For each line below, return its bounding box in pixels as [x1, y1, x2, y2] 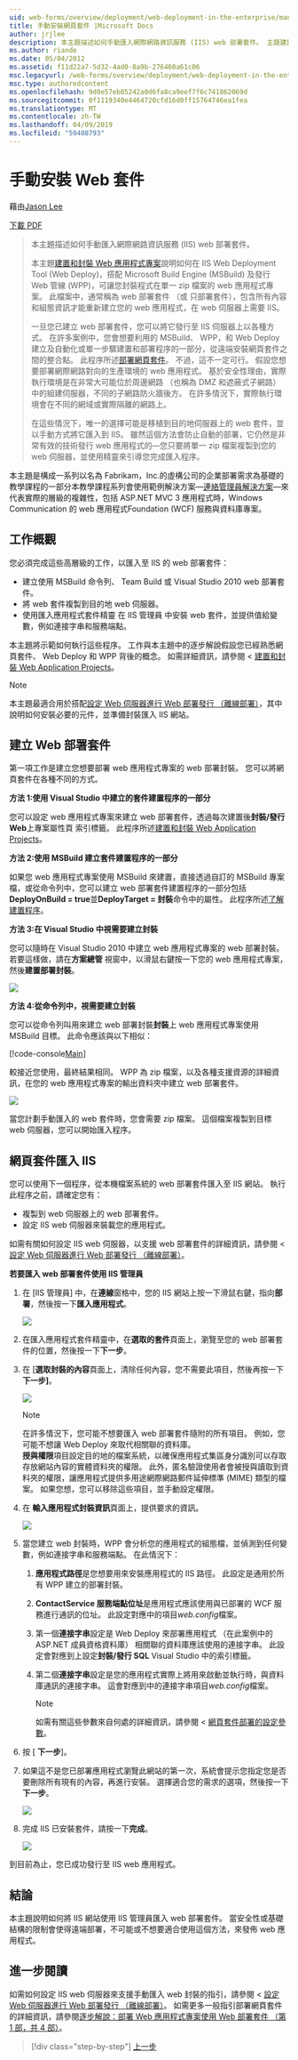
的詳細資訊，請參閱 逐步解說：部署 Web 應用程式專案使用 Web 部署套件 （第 [9, 2011, 286, 2022]
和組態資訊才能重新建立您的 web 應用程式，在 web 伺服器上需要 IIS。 [30, 302, 285, 312]
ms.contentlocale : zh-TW [9, 112, 101, 121]
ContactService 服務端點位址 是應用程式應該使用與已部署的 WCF [35, 1598, 272, 1609]
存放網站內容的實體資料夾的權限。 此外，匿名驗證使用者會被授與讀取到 [21, 1461, 281, 1472]
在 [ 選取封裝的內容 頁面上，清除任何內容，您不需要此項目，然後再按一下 [21, 1364, 284, 1375]
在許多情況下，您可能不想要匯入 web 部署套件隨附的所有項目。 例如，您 [21, 1428, 286, 1439]
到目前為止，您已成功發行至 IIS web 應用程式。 [9, 1859, 181, 1870]
